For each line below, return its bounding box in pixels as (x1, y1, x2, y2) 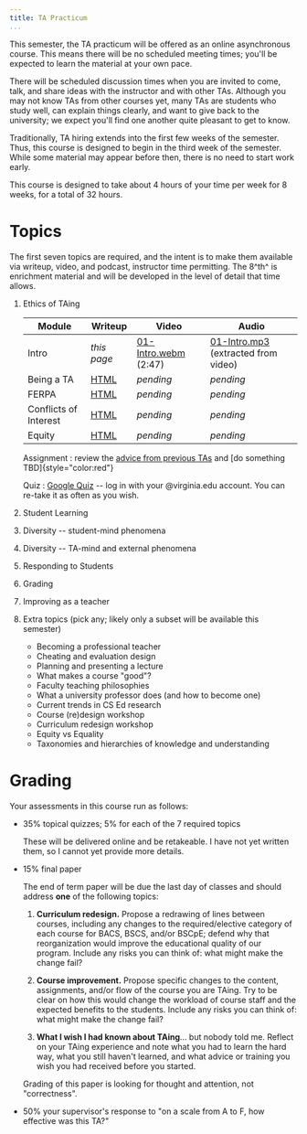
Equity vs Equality (36, 728, 104, 739)
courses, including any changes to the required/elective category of (36, 918, 292, 929)
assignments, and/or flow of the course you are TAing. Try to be (36, 984, 278, 995)
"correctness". (22, 1087, 78, 1098)
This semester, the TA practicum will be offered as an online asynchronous (9, 38, 291, 49)
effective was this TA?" (22, 1115, 110, 1126)
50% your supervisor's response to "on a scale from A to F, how (22, 1106, 265, 1117)
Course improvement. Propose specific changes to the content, (36, 975, 279, 986)
